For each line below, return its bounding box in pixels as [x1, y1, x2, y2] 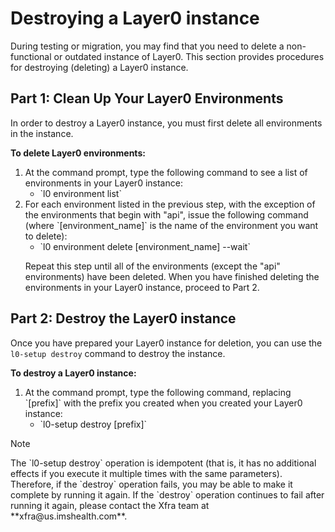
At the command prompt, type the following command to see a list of [24, 166, 308, 178]
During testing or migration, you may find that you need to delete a [10, 40, 285, 52]
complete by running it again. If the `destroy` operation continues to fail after [10, 488, 325, 501]
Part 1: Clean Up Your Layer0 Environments [10, 90, 284, 107]
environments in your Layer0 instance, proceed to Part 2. [24, 281, 260, 293]
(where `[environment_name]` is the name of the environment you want [24, 219, 319, 231]
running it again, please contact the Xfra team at [10, 499, 210, 511]
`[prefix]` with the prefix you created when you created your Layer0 [24, 397, 303, 409]
